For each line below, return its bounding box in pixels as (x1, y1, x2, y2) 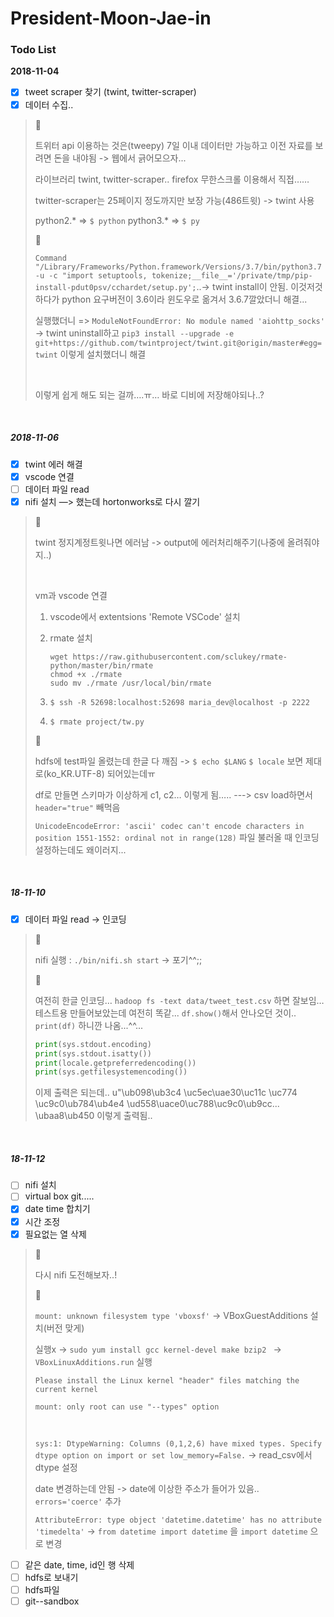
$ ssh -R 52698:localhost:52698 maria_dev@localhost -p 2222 (49, 697, 310, 707)
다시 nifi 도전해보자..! (34, 1268, 118, 1281)
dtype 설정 (34, 1461, 78, 1473)
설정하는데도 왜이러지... (34, 843, 127, 856)
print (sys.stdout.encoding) (34, 1039, 152, 1049)
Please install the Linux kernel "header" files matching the (34, 1375, 300, 1386)
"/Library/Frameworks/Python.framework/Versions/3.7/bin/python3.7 (34, 262, 322, 272)
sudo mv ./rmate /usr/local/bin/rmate (49, 678, 212, 688)
